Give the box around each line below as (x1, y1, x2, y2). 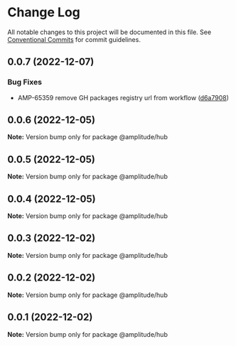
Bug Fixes (7, 77, 43, 87)
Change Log (7, 4, 80, 21)
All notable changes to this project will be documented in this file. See (7, 28, 212, 36)
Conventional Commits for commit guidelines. (7, 35, 141, 43)
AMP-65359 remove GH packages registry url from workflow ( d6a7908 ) (17, 93, 230, 102)
